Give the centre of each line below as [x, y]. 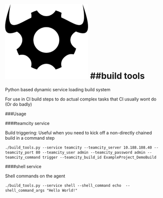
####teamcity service [27, 123]
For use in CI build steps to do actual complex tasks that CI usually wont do [81, 99]
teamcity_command [23, 157]
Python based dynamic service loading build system [58, 89]
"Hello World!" [62, 190]
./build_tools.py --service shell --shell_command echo [63, 185]
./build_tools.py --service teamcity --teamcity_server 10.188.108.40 [79, 148]
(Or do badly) [19, 104]
